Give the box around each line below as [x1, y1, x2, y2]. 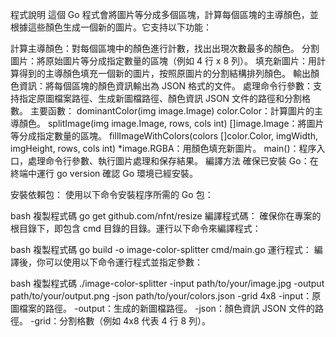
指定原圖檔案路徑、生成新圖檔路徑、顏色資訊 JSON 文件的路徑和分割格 [18, 93, 312, 104]
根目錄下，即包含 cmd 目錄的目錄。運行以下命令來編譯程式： [10, 223, 262, 234]
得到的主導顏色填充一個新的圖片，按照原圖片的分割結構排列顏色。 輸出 [18, 68, 311, 79]
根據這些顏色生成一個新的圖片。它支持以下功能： [10, 21, 212, 33]
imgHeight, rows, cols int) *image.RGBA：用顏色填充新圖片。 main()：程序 [10, 143, 317, 154]
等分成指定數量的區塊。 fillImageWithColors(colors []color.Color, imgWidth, [10, 130, 319, 142]
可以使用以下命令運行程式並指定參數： [44, 256, 203, 268]
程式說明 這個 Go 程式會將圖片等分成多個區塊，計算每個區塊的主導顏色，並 [10, 9, 319, 20]
